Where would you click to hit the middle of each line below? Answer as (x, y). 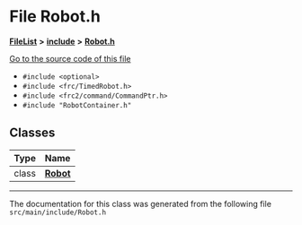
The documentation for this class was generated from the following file (141, 203)
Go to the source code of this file (70, 58)
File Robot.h (55, 17)
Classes (32, 133)
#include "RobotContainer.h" (77, 105)
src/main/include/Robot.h (58, 212)
